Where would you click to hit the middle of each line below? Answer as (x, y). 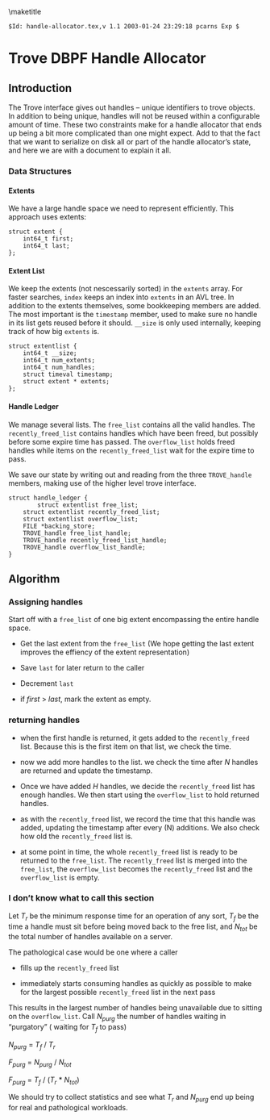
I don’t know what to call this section (81, 898)
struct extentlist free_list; (88, 505)
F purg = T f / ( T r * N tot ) (44, 1080)
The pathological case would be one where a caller (93, 952)
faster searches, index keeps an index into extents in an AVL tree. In (121, 297)
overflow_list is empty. (60, 877)
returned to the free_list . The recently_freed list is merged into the (133, 860)
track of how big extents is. (54, 332)
